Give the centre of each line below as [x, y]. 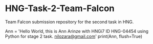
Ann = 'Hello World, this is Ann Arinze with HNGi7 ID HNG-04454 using [77, 31]
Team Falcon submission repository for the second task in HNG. [69, 22]
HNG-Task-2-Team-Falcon [60, 8]
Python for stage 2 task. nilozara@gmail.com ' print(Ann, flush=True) [74, 36]
